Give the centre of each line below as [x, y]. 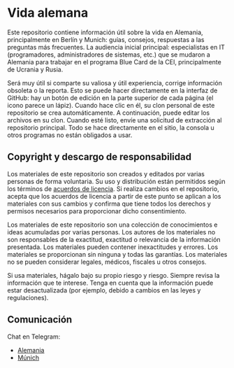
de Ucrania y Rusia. [35, 69]
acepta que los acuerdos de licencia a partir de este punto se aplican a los [114, 196]
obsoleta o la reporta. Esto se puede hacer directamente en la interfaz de [112, 90]
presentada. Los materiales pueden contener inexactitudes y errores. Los [113, 247]
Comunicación [40, 320]
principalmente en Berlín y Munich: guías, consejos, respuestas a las [106, 39]
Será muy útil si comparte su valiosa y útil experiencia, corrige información [115, 83]
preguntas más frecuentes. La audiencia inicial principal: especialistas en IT [116, 47]
